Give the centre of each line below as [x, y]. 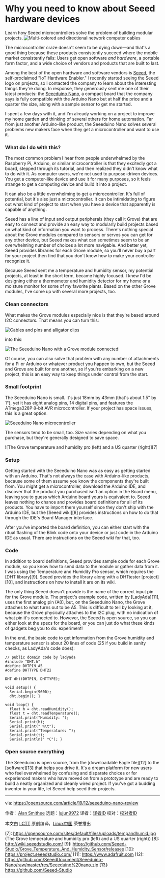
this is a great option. [27, 413]
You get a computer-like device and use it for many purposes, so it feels [78, 179]
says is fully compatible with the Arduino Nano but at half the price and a [79, 99]
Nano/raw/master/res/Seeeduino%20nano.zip [52, 865]
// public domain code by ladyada [41, 658]
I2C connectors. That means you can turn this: [52, 320]
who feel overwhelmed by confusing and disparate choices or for [71, 773]
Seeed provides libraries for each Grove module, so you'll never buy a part [81, 251]
